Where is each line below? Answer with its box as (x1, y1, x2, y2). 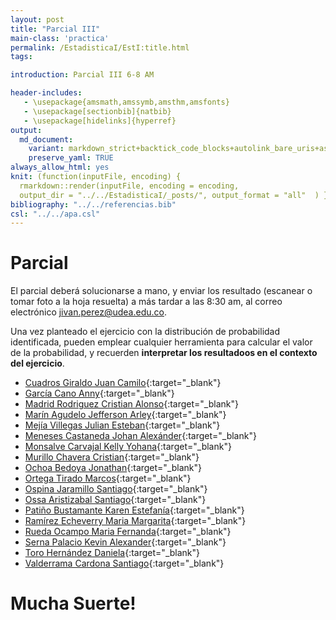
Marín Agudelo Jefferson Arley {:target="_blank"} (24, 409, 227, 421)
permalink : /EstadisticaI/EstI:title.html (10, 42, 190, 53)
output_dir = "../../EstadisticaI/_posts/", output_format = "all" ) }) (19, 190, 333, 200)
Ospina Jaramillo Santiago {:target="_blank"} (24, 483, 208, 495)
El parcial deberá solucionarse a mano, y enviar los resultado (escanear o (10, 285, 313, 297)
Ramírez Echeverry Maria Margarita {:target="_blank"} (24, 515, 247, 527)
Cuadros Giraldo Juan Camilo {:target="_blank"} (24, 377, 222, 389)
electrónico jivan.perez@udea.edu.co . (10, 306, 167, 318)
